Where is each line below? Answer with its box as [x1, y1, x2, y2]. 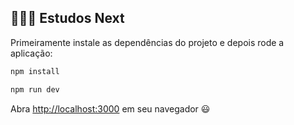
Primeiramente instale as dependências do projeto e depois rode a [10, 36, 285, 48]
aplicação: [10, 47, 53, 59]
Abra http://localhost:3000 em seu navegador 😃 [10, 102, 211, 115]
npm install [10, 66, 60, 76]
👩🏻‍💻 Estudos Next [10, 10, 125, 27]
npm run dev [10, 84, 60, 95]
